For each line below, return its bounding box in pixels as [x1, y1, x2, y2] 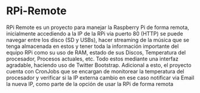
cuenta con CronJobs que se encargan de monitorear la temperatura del [6, 68, 184, 75]
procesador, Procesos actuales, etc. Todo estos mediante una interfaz [6, 55, 179, 62]
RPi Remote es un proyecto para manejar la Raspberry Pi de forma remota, [6, 24, 189, 31]
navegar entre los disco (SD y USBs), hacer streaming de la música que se [6, 36, 189, 43]
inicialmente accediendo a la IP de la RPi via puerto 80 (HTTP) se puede [6, 30, 183, 37]
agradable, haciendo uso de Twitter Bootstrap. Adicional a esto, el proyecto [6, 61, 192, 69]
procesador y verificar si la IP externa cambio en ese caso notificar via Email [6, 74, 195, 81]
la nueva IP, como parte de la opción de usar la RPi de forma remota [6, 80, 174, 87]
